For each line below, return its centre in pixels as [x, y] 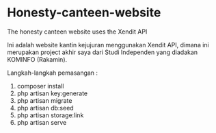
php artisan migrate [44, 100]
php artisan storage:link [50, 115]
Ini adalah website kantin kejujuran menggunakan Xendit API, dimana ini [108, 45]
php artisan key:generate [52, 93]
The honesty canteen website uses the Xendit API [77, 32]
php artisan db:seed [45, 108]
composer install [40, 86]
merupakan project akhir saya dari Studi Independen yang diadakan [103, 52]
